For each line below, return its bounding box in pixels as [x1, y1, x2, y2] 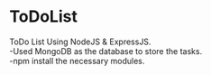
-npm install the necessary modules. [9, 55, 145, 66]
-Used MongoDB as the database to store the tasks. [9, 45, 203, 56]
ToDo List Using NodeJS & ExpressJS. [9, 36, 151, 47]
